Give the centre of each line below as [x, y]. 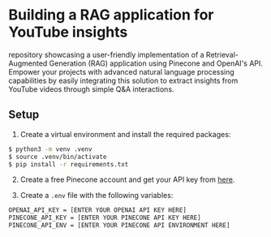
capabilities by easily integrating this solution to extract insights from [123, 80]
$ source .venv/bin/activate [58, 157]
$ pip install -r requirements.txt [69, 164]
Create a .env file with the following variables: [97, 196]
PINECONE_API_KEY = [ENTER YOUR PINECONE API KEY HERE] [105, 218]
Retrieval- [222, 54]
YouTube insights [68, 32]
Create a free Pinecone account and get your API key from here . [127, 179]
